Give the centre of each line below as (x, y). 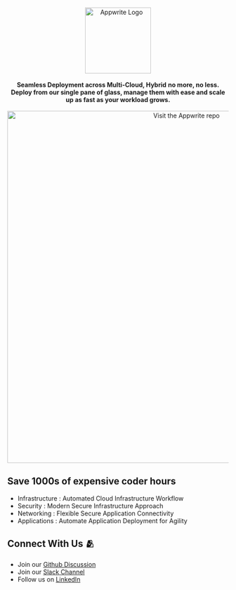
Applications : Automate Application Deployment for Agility (102, 520)
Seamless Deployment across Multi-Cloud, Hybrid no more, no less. (118, 85)
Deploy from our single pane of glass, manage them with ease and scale (118, 92)
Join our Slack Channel (51, 572)
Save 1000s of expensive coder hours (92, 481)
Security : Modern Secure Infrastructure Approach (90, 506)
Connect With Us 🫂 (51, 544)
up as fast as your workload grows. (118, 100)
